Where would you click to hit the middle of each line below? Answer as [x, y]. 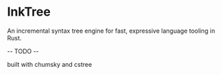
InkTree [29, 12]
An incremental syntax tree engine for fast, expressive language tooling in [111, 31]
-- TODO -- [23, 51]
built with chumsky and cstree [50, 64]
